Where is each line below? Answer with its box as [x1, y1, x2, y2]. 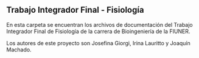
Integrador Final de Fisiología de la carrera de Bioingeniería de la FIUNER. [6, 27, 190, 35]
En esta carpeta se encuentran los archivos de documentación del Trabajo [6, 21, 193, 28]
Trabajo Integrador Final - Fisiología [6, 5, 144, 15]
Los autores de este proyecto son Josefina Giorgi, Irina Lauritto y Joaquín [6, 39, 190, 46]
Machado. [6, 46, 32, 53]
